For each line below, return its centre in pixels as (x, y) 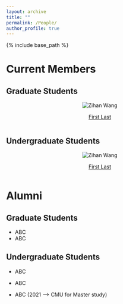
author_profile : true (33, 28)
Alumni (24, 196)
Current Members (51, 69)
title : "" (18, 17)
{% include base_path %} (37, 45)
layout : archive (26, 12)
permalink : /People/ (32, 23)
